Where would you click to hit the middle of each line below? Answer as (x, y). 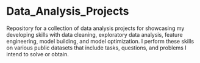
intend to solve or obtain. (37, 54)
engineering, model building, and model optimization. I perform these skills (100, 41)
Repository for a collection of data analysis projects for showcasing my (95, 28)
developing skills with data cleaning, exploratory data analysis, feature (95, 34)
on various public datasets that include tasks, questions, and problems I (97, 48)
